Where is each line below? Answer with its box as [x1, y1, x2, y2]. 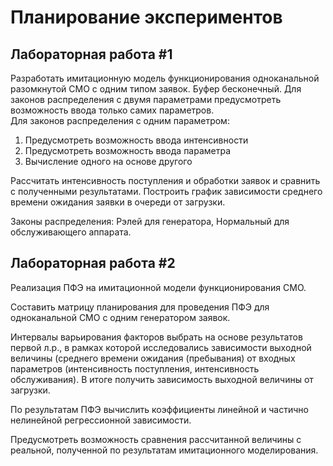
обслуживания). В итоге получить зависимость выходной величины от [10, 373, 314, 385]
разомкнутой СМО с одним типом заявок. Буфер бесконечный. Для [10, 83, 302, 95]
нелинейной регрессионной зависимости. [10, 414, 192, 426]
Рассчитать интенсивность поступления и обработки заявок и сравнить [10, 175, 321, 186]
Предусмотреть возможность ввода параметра [24, 145, 232, 156]
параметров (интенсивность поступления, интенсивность [10, 362, 260, 375]
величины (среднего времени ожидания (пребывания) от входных [10, 352, 296, 364]
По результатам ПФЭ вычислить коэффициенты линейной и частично [10, 403, 309, 415]
